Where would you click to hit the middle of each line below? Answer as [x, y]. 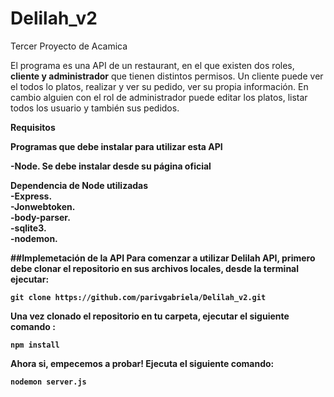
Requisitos [33, 127]
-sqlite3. [28, 228]
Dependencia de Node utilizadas [79, 185]
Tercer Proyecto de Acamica [69, 46]
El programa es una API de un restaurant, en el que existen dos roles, [152, 65]
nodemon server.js [48, 382]
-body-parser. [40, 217]
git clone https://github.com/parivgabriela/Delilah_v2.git [138, 297]
